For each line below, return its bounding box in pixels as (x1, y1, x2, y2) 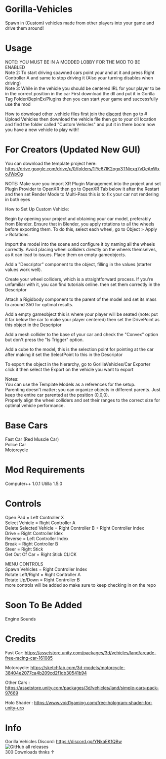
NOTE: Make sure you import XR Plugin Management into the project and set (5, 180, 162, 187)
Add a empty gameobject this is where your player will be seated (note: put (5, 311, 158, 317)
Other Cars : (5, 679, 30, 686)
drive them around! (5, 25, 44, 31)
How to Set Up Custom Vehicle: (5, 206, 69, 212)
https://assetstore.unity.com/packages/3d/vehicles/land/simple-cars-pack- (5, 685, 159, 690)
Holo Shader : (5, 699, 33, 705)
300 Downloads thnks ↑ (5, 749, 55, 755)
